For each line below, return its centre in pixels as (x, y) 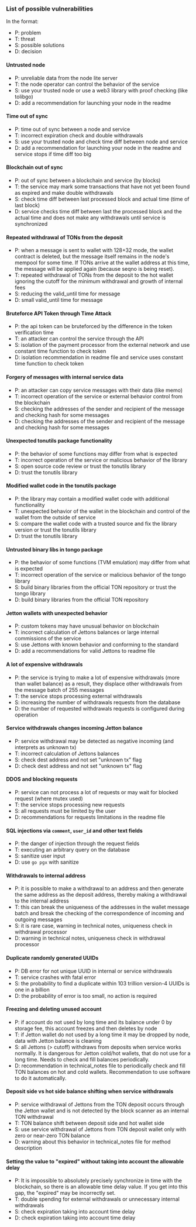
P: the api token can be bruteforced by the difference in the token (93, 326)
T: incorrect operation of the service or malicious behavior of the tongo (100, 575)
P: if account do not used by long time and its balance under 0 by (93, 1022)
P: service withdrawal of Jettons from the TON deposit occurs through (99, 1104)
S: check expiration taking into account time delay (75, 1212)
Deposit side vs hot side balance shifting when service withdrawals (90, 1091)
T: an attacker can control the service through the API (79, 339)
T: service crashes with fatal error (55, 977)
